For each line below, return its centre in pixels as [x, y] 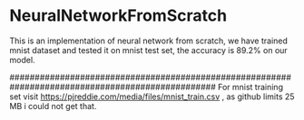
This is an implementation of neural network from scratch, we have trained [149, 41]
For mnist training [250, 87]
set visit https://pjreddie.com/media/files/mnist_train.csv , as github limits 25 [152, 97]
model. [22, 60]
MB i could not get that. [53, 106]
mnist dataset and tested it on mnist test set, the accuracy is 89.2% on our [148, 50]
